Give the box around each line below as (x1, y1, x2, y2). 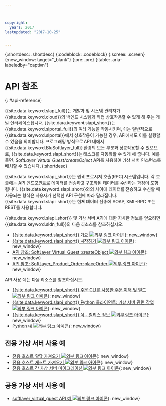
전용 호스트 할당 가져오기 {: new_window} (12, 353, 129, 359)
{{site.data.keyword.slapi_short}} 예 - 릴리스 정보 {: (12, 312, 150, 318)
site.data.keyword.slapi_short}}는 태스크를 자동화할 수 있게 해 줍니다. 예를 (15, 151, 160, 157)
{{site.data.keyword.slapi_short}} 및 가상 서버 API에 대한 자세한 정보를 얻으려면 (5, 215, 161, 221)
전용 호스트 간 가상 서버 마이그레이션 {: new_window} (12, 365, 152, 371)
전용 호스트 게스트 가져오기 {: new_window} (12, 359, 133, 365)
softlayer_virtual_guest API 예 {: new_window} (12, 395, 140, 401)
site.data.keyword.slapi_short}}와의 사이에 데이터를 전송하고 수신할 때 (23, 186, 161, 192)
